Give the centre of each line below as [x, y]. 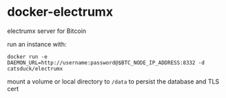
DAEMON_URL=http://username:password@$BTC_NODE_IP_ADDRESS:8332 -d [106, 62]
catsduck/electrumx [35, 69]
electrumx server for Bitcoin [47, 31]
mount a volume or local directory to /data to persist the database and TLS [113, 81]
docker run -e [28, 57]
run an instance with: [37, 44]
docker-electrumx [60, 12]
